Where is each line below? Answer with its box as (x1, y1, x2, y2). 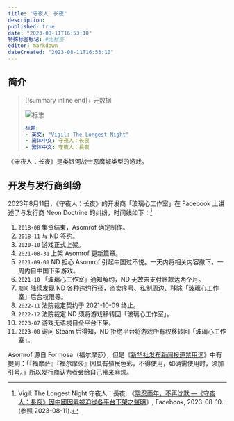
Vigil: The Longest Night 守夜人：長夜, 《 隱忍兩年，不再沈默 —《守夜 (17, 389, 216, 397)
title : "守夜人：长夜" (8, 10, 67, 17)
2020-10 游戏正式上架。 (17, 240, 85, 248)
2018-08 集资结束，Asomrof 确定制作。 (17, 223, 129, 231)
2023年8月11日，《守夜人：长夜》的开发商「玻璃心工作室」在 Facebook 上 (8, 199, 219, 207)
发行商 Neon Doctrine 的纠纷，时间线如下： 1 (26, 207, 153, 216)
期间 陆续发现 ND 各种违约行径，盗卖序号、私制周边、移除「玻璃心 (17, 284, 208, 292)
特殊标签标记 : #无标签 (8, 36, 65, 43)
